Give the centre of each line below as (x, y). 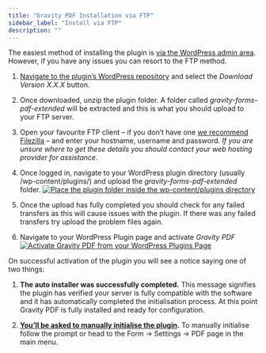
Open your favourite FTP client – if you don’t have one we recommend (134, 132)
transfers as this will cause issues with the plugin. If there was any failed (137, 214)
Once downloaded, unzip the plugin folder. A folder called (114, 101)
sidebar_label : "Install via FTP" (65, 23)
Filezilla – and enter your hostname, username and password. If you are (136, 141)
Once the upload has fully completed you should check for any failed (132, 205)
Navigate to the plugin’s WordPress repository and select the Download (136, 77)
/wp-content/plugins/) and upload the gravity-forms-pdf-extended (128, 181)
